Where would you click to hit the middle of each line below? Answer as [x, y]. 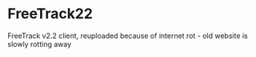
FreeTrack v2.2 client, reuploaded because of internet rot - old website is [128, 36]
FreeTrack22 [50, 14]
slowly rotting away [40, 44]
